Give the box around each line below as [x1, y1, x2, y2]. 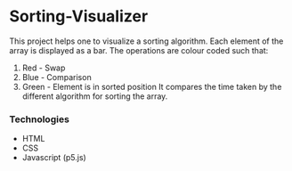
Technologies [9, 113, 69, 126]
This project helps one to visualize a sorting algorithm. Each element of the [9, 36, 284, 46]
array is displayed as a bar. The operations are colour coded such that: [9, 45, 269, 55]
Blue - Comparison [21, 71, 92, 82]
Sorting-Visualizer [9, 6, 149, 27]
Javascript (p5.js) [21, 152, 86, 163]
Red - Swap [21, 62, 66, 73]
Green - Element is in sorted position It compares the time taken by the [21, 81, 282, 92]
